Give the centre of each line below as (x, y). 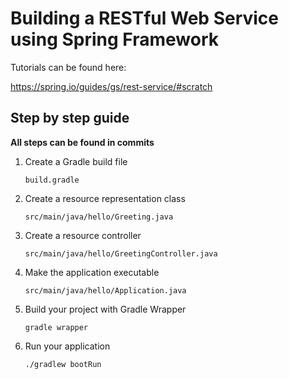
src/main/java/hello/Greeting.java (99, 217)
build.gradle (52, 180)
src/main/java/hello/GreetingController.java (121, 253)
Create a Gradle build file (76, 161)
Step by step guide (70, 118)
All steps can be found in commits (82, 142)
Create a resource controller (83, 235)
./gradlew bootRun (63, 364)
